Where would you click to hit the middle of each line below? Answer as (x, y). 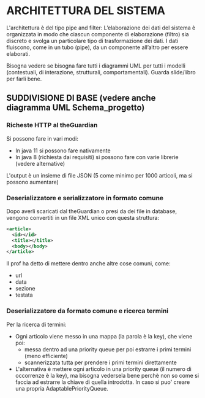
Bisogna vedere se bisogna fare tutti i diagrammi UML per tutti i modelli (96, 66)
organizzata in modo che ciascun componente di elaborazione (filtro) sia (98, 34)
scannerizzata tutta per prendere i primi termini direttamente (101, 362)
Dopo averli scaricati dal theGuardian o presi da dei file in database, (92, 211)
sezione (25, 289)
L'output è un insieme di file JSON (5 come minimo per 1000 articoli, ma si (99, 175)
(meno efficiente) (46, 356)
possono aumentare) (33, 182)
